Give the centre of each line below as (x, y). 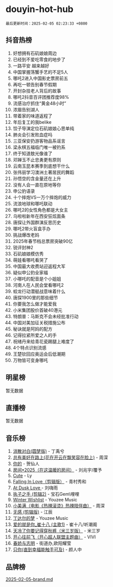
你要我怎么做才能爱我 (35, 304)
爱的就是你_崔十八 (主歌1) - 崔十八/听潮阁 (55, 524)
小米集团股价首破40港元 (38, 310)
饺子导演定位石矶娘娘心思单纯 (43, 128)
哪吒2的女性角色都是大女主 (41, 210)
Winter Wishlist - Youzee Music (45, 500)
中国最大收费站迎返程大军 (39, 266)
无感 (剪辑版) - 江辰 (33, 512)
